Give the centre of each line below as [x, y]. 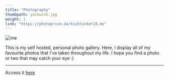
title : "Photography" [28, 10]
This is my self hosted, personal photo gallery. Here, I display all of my [78, 47]
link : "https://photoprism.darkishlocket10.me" [56, 24]
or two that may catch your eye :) [39, 58]
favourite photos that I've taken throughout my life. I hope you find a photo [82, 53]
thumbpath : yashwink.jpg [31, 14]
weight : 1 [16, 19]
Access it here [20, 72]
